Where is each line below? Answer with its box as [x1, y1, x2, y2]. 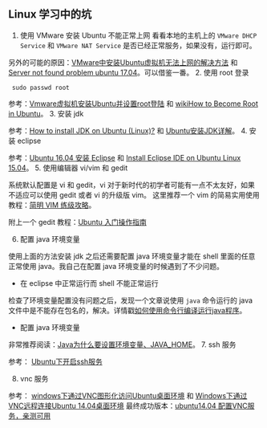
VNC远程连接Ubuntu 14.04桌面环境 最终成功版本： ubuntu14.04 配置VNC [8, 401, 248, 410]
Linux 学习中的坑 [8, 7, 92, 22]
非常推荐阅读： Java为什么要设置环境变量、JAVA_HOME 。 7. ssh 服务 [8, 340, 237, 349]
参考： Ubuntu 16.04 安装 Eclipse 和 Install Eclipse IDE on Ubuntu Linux [8, 153, 241, 162]
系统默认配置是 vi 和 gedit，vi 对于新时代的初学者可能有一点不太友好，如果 [8, 180, 255, 190]
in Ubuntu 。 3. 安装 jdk [8, 108, 84, 118]
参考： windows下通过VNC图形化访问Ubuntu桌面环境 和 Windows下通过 [8, 390, 248, 400]
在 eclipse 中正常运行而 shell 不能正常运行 [19, 278, 159, 287]
